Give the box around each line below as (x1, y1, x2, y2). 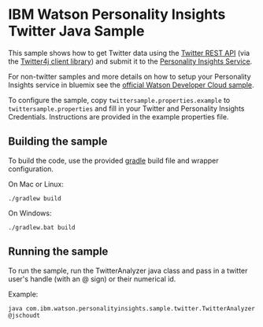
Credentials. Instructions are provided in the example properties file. (8, 112, 229, 121)
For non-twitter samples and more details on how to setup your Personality (8, 72, 251, 81)
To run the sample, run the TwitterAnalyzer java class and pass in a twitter (8, 266, 248, 275)
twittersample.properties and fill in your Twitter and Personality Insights (8, 104, 245, 113)
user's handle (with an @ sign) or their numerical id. (8, 274, 176, 284)
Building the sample (8, 135, 108, 149)
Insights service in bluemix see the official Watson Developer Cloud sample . (8, 80, 254, 90)
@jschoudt (8, 311, 41, 319)
